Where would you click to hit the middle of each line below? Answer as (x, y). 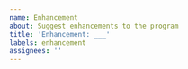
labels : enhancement (48, 43)
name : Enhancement (44, 17)
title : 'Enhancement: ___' (60, 34)
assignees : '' (36, 51)
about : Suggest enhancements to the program (94, 26)
